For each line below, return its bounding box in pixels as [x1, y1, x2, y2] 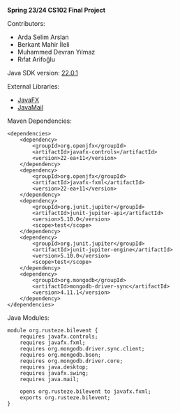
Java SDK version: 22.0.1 [7, 69, 78, 77]
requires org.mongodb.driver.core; [20, 357, 123, 364]
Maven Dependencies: [7, 117, 72, 125]
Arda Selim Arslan [17, 33, 69, 41]
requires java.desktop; [20, 364, 89, 371]
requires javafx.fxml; [20, 339, 86, 346]
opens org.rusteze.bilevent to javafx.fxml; [20, 388, 151, 395]
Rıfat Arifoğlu [17, 55, 56, 64]
